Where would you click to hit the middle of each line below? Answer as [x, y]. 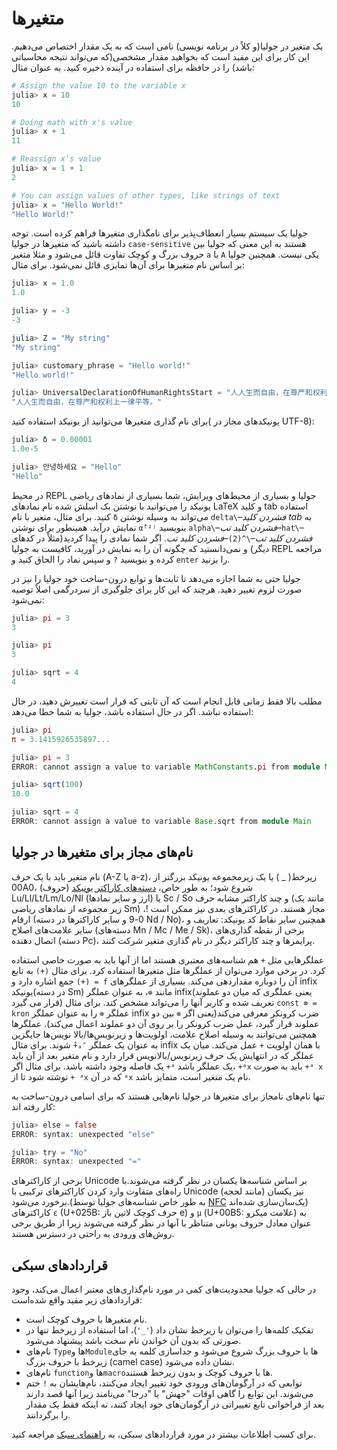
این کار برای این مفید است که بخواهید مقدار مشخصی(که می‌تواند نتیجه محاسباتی [160, 56]
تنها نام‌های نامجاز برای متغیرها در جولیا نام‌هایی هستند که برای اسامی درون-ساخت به [168, 1096]
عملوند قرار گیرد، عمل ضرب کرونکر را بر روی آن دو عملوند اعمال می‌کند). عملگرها [165, 1023]
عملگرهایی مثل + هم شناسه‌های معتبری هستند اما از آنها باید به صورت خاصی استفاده [168, 959]
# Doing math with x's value [72, 122]
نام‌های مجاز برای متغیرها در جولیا [102, 852]
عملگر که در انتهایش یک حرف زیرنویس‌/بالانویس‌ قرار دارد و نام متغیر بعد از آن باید [163, 1055]
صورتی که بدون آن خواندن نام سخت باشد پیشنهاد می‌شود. [133, 1341]
